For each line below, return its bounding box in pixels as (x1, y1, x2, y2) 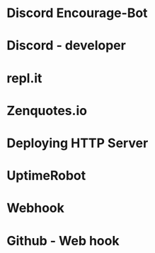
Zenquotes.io (6, 102, 88, 119)
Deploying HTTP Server (6, 135, 149, 151)
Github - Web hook (6, 232, 120, 249)
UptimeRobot (6, 168, 86, 184)
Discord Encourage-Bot (6, 5, 148, 21)
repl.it (6, 70, 42, 86)
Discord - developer (6, 38, 127, 54)
